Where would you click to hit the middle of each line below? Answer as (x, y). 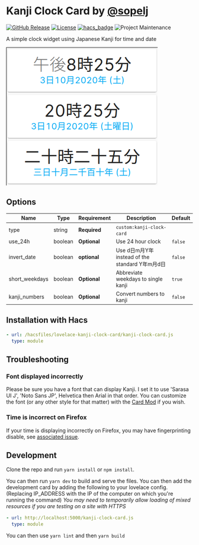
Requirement (95, 218)
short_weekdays (28, 279)
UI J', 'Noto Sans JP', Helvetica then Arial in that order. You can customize (96, 396)
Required (90, 230)
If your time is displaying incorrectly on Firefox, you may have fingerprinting (99, 430)
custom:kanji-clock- (141, 227)
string (60, 230)
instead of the (133, 257)
